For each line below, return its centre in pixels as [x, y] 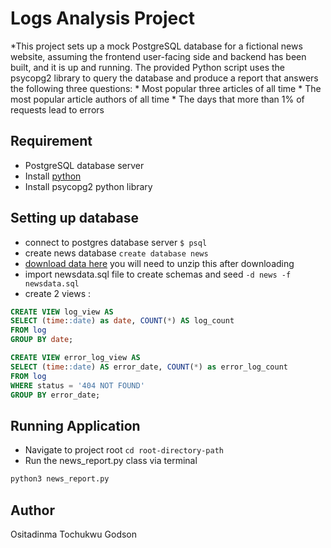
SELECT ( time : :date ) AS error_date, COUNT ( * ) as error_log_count [149, 367]
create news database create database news [116, 253]
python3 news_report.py [60, 479]
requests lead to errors [57, 109]
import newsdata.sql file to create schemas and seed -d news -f [158, 274]
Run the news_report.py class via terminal [111, 461]
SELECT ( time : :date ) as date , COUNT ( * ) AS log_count [122, 321]
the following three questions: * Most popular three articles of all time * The [166, 88]
